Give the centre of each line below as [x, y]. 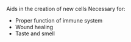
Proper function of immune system [59, 20]
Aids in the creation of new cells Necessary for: [66, 9]
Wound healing [34, 27]
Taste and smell [35, 33]
